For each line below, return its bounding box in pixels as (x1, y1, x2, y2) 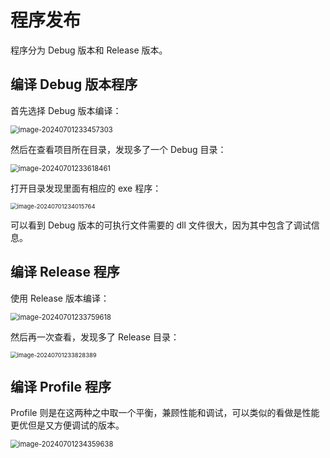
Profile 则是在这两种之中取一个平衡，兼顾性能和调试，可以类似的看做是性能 (10, 407, 320, 419)
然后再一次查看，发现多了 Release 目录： (10, 331, 180, 343)
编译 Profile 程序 (10, 378, 112, 395)
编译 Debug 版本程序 (10, 76, 138, 93)
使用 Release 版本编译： (10, 292, 110, 304)
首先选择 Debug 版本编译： (10, 104, 122, 116)
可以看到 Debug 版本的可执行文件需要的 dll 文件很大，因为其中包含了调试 (10, 219, 312, 231)
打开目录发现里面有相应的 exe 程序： (10, 182, 162, 194)
